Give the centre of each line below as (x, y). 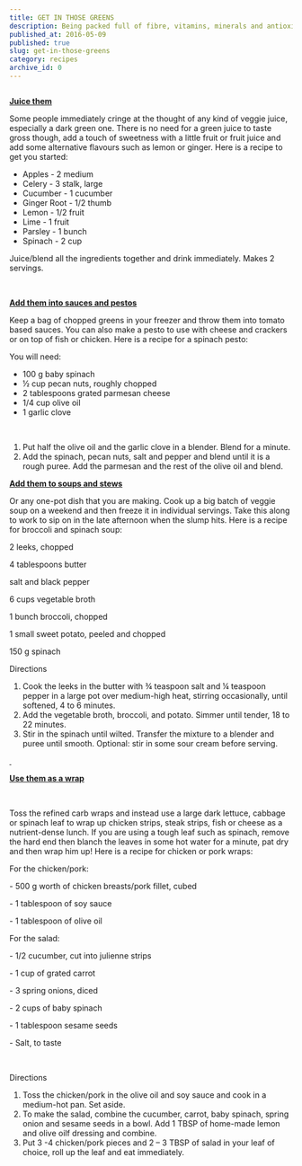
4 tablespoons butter (48, 564)
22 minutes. (44, 724)
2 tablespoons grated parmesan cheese (96, 393)
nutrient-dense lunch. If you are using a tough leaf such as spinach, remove (150, 832)
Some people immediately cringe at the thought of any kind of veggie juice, (148, 119)
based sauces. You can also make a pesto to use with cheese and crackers (148, 330)
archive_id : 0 (36, 68)
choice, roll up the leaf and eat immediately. (103, 1152)
